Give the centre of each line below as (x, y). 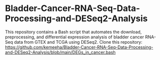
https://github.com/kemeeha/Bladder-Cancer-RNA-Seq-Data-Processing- (79, 47)
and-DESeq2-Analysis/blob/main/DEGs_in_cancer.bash (60, 52)
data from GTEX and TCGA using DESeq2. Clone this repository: (78, 42)
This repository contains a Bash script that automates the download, (73, 32)
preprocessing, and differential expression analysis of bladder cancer (75, 37)
